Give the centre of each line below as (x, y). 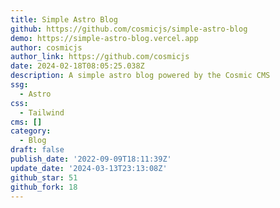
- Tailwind (42, 112)
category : (31, 131)
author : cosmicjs (46, 47)
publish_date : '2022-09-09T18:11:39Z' (91, 159)
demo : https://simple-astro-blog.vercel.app (104, 38)
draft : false (37, 150)
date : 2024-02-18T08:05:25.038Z (77, 66)
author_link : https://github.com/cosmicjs (100, 57)
